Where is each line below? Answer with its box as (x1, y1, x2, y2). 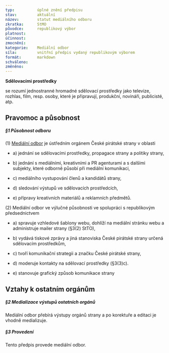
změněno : (5, 64, 24, 69)
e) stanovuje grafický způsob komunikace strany (12, 270, 115, 276)
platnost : (5, 31, 26, 36)
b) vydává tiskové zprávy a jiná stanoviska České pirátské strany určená (12, 235, 163, 241)
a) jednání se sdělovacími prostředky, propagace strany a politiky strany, (12, 150, 164, 156)
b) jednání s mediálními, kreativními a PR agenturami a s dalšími (12, 160, 146, 166)
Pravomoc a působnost (5, 113, 80, 122)
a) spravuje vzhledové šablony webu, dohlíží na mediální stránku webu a (12, 220, 164, 226)
